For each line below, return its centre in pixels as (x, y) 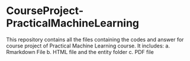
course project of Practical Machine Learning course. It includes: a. (88, 46)
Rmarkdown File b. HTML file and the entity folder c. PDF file (80, 52)
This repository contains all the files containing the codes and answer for (95, 39)
